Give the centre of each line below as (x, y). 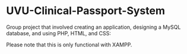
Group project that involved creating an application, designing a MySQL (93, 27)
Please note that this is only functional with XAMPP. (69, 45)
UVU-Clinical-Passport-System (85, 11)
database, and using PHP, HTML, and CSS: (59, 33)
